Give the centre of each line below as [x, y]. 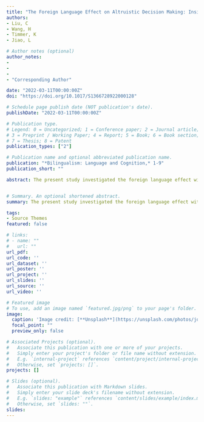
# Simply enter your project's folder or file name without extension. [102, 353]
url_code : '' [23, 258]
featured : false [27, 224]
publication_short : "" [35, 169]
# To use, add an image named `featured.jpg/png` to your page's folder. [102, 308]
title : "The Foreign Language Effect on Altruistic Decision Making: [96, 12]
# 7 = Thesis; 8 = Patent [39, 141]
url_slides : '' [25, 281]
